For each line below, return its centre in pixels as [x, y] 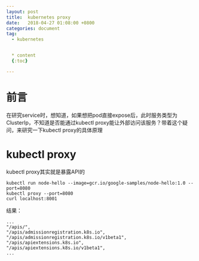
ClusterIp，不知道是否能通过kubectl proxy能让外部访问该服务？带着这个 [94, 122]
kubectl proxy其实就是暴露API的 [46, 172]
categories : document [33, 28]
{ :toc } [20, 61]
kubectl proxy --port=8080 [40, 193]
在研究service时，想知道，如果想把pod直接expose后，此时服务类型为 [92, 115]
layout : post [22, 12]
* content [24, 55]
